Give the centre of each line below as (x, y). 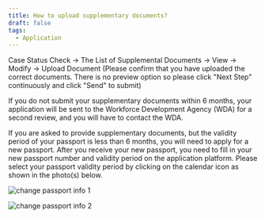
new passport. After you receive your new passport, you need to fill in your (130, 150)
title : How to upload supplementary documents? (88, 15)
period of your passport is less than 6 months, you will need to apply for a (129, 142)
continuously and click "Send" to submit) (75, 86)
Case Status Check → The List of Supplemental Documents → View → (123, 60)
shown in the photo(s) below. (55, 175)
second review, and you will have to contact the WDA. (96, 118)
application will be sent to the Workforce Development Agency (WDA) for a (130, 109)
